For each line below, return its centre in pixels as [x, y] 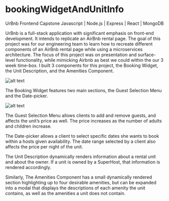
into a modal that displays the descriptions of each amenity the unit [75, 188]
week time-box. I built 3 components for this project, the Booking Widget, [82, 65]
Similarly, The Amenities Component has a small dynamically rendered [79, 177]
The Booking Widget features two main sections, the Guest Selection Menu [83, 90]
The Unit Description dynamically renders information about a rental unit [80, 156]
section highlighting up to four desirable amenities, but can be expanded [81, 182]
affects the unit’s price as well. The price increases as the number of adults [83, 120]
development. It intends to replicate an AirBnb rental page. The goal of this [83, 38]
